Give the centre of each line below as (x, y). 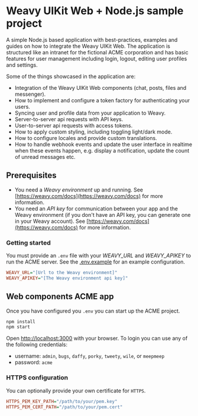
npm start (18, 327)
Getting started (29, 242)
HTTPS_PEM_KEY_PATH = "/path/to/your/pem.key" (62, 401)
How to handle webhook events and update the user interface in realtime (103, 144)
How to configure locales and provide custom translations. (86, 138)
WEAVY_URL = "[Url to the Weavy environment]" (62, 273)
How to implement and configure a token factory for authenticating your (102, 100)
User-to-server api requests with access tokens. (74, 125)
